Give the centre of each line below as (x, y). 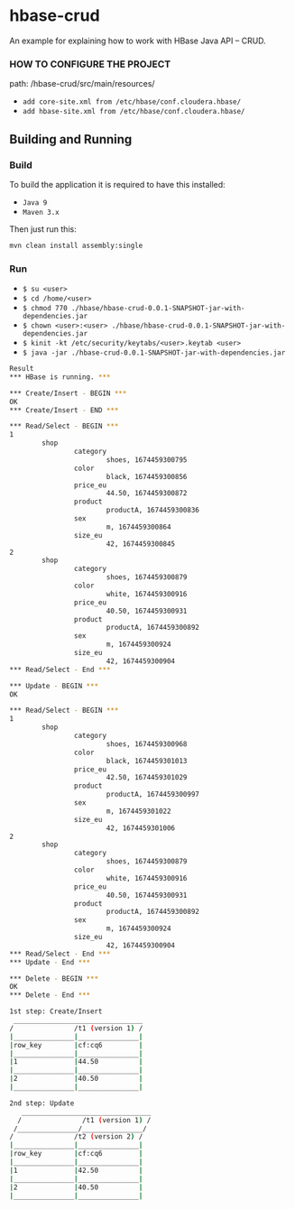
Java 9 (35, 203)
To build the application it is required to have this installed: (117, 184)
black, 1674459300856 (147, 476)
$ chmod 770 (45, 309)
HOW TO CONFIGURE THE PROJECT (90, 64)
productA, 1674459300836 (153, 511)
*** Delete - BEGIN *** (54, 978)
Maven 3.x (41, 212)
